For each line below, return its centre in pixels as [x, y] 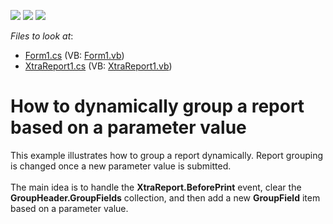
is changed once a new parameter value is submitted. [121, 166]
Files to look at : [42, 36]
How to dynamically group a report [157, 106]
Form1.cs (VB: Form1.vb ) [74, 55]
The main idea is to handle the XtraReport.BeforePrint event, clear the [156, 187]
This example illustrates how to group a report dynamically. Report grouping [166, 155]
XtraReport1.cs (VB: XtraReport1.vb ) [98, 66]
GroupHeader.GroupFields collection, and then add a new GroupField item [165, 197]
